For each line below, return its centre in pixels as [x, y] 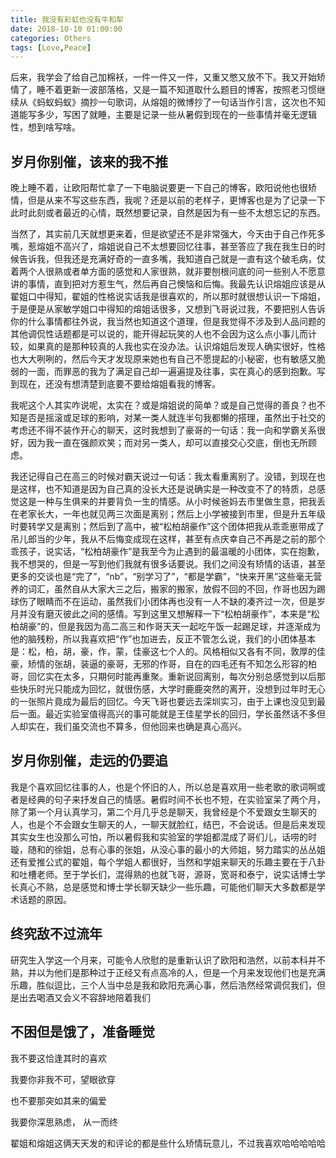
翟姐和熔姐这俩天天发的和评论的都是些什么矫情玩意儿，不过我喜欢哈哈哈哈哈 [168, 1143]
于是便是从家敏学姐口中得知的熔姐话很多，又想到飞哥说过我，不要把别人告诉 [168, 309]
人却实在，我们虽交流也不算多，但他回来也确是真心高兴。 [128, 727]
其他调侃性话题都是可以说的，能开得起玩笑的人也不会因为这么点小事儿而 [159, 334]
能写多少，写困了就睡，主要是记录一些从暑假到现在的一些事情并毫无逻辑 [167, 115]
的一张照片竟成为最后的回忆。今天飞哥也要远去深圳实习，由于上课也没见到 [163, 702]
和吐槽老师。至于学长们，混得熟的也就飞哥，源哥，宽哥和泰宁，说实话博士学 [168, 874]
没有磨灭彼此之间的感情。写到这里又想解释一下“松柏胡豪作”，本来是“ [169, 614]
